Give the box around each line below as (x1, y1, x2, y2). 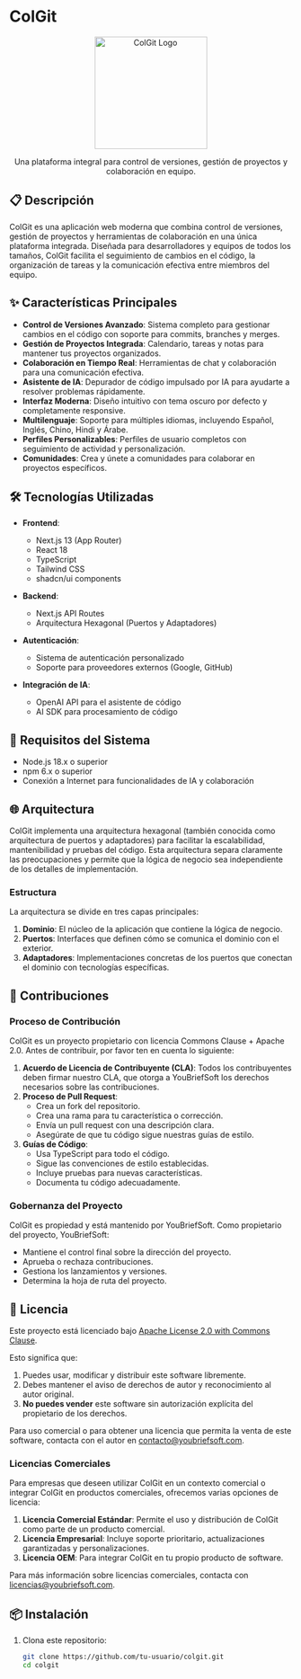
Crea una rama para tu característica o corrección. (35, 1110, 224, 1121)
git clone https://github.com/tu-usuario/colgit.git (22, 1652, 225, 1662)
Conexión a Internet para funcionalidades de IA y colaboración (22, 776, 254, 786)
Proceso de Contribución (9, 1015, 121, 1027)
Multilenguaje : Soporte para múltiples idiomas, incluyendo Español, (22, 414, 274, 425)
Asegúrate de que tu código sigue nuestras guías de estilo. (35, 1129, 254, 1140)
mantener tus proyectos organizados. (22, 348, 162, 359)
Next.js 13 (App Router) (35, 535, 122, 546)
